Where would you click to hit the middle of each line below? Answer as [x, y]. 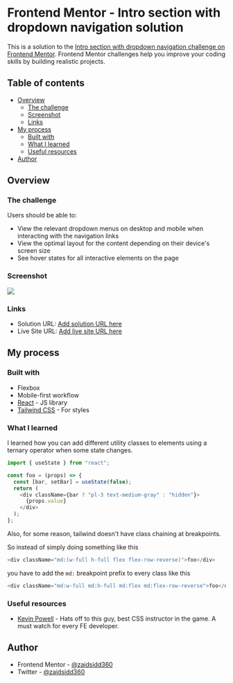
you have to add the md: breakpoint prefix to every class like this [99, 573]
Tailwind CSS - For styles [53, 409]
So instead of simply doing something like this [73, 547]
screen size [34, 251]
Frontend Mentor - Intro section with [114, 13]
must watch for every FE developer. [68, 626]
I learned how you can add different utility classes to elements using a [107, 443]
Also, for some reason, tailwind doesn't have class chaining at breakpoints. [114, 533]
